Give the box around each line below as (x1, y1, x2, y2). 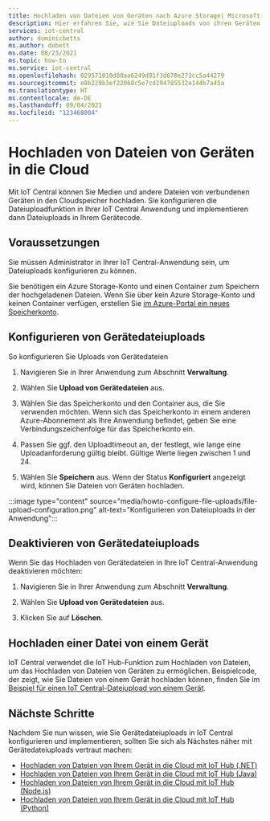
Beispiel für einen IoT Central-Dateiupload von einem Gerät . (8, 684, 207, 693)
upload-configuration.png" (8, 504, 97, 514)
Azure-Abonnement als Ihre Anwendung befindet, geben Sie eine (19, 415, 237, 425)
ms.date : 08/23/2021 (8, 49, 78, 57)
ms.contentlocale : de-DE (8, 94, 92, 102)
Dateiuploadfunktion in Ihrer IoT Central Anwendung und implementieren (8, 204, 249, 214)
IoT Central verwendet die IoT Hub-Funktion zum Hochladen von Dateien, (8, 658, 252, 668)
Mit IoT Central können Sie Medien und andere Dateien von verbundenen (8, 186, 250, 197)
